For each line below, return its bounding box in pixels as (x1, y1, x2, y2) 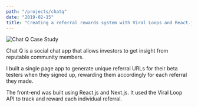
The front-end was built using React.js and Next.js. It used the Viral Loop (6, 89, 183, 96)
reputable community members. (6, 54, 84, 61)
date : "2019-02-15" (6, 14, 54, 20)
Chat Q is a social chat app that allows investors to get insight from (6, 47, 169, 54)
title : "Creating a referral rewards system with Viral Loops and (6, 20, 173, 25)
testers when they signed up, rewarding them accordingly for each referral (6, 72, 187, 79)
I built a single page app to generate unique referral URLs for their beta (6, 65, 178, 72)
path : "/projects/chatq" (6, 8, 67, 15)
